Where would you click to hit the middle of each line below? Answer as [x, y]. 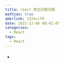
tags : [10, 37]
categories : [17, 28]
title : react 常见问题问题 [30, 10]
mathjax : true [19, 14]
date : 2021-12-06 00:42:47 [32, 23]
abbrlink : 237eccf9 [25, 19]
